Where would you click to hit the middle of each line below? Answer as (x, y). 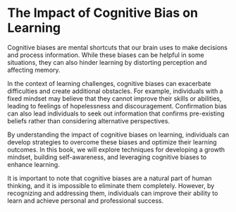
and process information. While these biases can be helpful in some (106, 55)
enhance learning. (33, 164)
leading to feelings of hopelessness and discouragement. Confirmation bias (117, 106)
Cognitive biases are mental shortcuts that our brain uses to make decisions (117, 47)
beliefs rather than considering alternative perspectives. (89, 120)
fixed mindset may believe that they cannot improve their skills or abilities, (114, 98)
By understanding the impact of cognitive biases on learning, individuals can (118, 135)
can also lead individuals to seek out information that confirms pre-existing (116, 113)
